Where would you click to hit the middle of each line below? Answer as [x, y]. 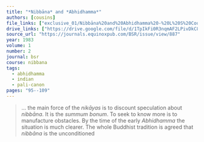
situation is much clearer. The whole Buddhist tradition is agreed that [107, 127]
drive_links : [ [25, 29]
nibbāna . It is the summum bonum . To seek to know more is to [99, 114]
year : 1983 [20, 40]
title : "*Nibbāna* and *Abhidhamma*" [54, 12]
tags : [13, 68]
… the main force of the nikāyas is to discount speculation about [101, 108]
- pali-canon [28, 85]
